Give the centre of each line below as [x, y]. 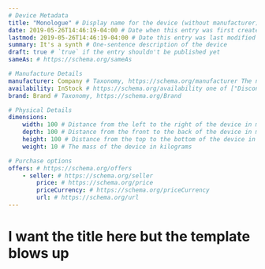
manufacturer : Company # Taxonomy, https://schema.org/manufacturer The [130, 81]
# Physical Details [40, 110]
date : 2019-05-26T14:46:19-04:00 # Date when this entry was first [121, 30]
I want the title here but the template [129, 237]
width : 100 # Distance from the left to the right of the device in [137, 125]
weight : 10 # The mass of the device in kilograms [107, 147]
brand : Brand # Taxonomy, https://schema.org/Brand [95, 95]
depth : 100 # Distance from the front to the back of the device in [137, 132]
